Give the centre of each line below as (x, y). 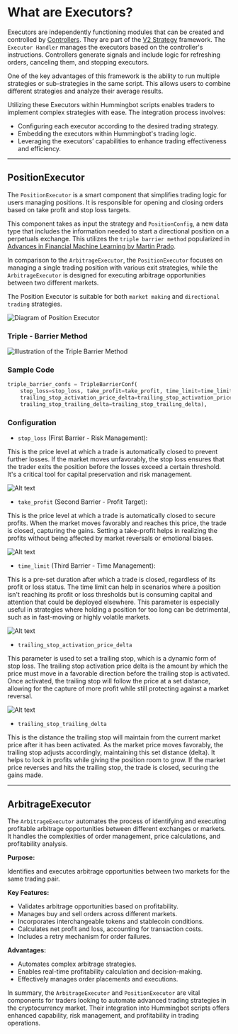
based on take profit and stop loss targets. (69, 209)
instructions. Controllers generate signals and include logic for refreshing (114, 55)
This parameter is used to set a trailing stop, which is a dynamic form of (112, 659)
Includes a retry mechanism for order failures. (84, 936)
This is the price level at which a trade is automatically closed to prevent (113, 452)
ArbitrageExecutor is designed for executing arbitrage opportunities (107, 275)
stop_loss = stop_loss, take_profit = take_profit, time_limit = (110, 391)
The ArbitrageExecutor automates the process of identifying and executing (117, 821)
